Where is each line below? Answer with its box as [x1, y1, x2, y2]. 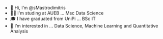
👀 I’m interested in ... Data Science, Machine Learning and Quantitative [10, 23, 158, 28]
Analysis [10, 28, 29, 34]
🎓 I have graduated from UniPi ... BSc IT [10, 15, 96, 21]
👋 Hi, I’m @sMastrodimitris [10, 5, 66, 10]
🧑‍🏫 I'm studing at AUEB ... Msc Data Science [10, 10, 104, 16]
